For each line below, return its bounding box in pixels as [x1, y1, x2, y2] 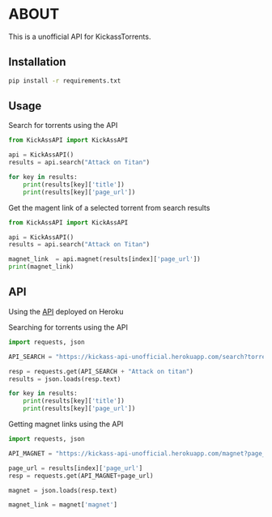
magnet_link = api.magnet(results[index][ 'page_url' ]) [8, 255, 201, 263]
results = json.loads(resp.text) [8, 374, 121, 383]
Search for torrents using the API [8, 121, 118, 130]
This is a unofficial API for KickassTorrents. [8, 32, 151, 41]
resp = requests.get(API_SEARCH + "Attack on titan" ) [8, 367, 194, 375]
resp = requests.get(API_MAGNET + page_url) [8, 472, 154, 480]
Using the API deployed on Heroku [8, 306, 124, 316]
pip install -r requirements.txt [8, 76, 121, 85]
